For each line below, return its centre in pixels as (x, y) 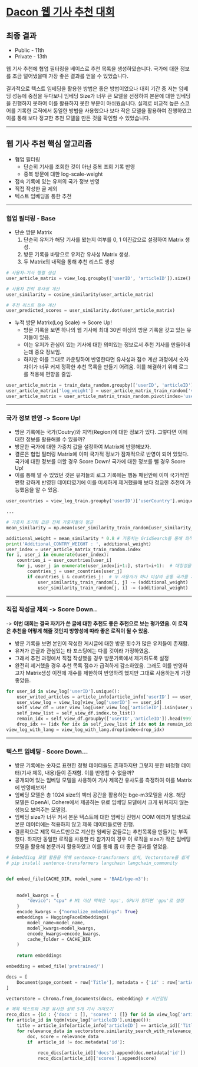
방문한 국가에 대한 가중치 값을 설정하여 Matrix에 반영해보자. (83, 447)
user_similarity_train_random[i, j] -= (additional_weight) (113, 582)
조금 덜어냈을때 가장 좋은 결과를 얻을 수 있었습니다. (70, 76)
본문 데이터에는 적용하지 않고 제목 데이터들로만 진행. (74, 824)
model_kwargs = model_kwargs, (62, 928)
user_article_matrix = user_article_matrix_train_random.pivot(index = (95, 396)
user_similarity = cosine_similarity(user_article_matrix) (80, 294)
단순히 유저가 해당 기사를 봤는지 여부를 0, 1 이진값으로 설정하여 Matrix (103, 240)
